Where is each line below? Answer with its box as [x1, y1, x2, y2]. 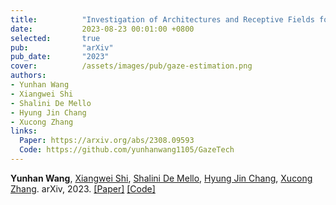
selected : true [10, 33, 101, 43]
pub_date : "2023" [10, 52, 110, 62]
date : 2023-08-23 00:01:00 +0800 [10, 24, 195, 34]
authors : [10, 71, 47, 81]
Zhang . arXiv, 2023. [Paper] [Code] [10, 182, 156, 195]
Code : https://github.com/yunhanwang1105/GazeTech [19, 145, 235, 155]
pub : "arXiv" [10, 42, 114, 53]
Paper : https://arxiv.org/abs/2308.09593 [19, 136, 195, 146]
